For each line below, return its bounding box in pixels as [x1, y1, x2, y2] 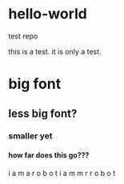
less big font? [8, 106, 78, 120]
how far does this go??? [8, 150, 90, 160]
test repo [8, 31, 38, 41]
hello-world [8, 5, 88, 23]
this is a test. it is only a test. [8, 46, 102, 56]
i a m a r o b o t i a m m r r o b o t [8, 168, 116, 178]
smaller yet [8, 130, 54, 142]
